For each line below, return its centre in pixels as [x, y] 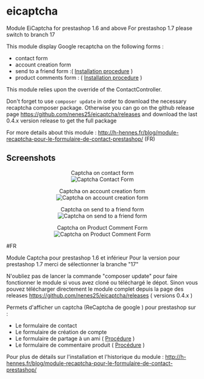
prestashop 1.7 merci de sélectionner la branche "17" [72, 264]
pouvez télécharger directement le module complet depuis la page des [95, 289]
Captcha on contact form [102, 172]
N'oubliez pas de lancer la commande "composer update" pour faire [92, 276]
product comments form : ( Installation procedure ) [79, 77]
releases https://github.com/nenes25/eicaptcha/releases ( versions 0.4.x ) [100, 295]
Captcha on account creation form [102, 191]
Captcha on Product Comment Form [102, 227]
